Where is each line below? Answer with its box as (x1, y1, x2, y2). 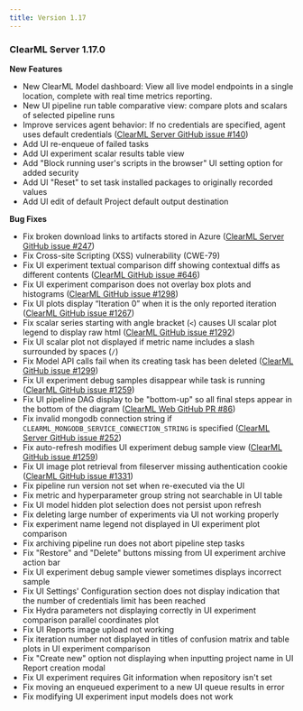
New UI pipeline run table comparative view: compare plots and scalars (22, 100, 288, 111)
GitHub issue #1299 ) (22, 365, 99, 375)
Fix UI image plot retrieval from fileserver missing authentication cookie (22, 461, 289, 472)
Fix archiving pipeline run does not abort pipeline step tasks (22, 538, 245, 549)
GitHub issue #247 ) (22, 240, 96, 251)
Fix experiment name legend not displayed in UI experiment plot (22, 518, 261, 529)
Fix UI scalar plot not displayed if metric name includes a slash (22, 336, 255, 347)
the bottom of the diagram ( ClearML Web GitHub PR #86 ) (22, 403, 236, 414)
